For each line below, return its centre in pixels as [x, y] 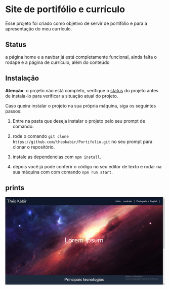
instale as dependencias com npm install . [57, 157]
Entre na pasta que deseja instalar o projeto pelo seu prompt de [79, 121]
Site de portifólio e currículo [65, 9]
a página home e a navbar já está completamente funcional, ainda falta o [81, 57]
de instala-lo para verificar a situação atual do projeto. [62, 96]
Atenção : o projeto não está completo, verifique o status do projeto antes [82, 90]
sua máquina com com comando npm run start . [62, 172]
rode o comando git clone [41, 136]
